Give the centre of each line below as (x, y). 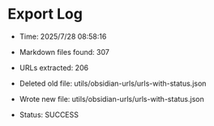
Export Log (45, 14)
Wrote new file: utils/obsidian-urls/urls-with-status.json (111, 99)
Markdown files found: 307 (64, 52)
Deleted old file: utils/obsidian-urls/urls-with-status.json (113, 83)
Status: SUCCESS (49, 115)
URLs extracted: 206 (54, 67)
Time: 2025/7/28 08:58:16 (63, 36)
